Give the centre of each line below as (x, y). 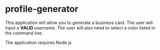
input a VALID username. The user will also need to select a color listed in (80, 27)
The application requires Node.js (38, 42)
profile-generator (42, 9)
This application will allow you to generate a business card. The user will (79, 23)
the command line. (24, 33)
